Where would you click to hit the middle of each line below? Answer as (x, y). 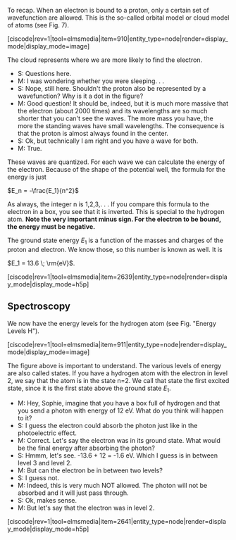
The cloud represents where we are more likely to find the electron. (105, 60)
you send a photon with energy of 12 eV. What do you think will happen (120, 410)
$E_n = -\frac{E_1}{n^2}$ (43, 190)
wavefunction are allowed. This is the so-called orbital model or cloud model (118, 18)
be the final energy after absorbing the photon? (86, 448)
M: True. (30, 148)
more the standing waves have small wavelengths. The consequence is (121, 126)
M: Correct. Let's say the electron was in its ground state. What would (119, 441)
